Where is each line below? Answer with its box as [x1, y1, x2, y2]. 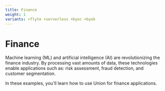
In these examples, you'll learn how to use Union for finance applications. [5, 80, 157, 86]
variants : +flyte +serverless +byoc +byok [5, 16, 96, 21]
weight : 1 [5, 12, 26, 17]
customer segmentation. [5, 70, 56, 76]
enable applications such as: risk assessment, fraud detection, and [5, 65, 144, 71]
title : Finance [5, 7, 37, 12]
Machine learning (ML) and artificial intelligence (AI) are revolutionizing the [5, 54, 160, 60]
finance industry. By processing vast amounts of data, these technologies [5, 60, 158, 66]
